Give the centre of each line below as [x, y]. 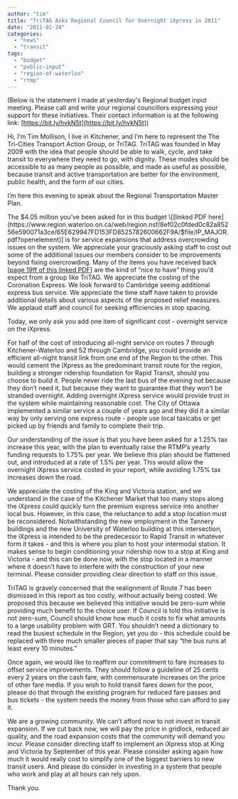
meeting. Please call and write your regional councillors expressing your [113, 108]
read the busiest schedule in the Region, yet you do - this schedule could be [119, 633]
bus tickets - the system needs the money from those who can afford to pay [119, 700]
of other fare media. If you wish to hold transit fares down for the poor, [110, 685]
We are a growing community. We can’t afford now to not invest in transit [114, 722]
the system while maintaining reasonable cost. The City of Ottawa [104, 403]
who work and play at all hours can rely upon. [74, 774]
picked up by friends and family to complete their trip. [86, 426]
